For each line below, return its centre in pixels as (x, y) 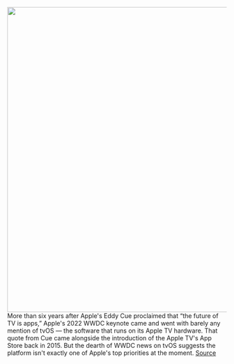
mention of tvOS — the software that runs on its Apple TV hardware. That (112, 331)
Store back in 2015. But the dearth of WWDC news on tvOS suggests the (111, 346)
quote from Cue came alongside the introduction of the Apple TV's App (110, 338)
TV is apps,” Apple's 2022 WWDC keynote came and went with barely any (114, 323)
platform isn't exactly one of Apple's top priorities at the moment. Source (112, 353)
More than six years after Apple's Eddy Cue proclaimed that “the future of (113, 316)
